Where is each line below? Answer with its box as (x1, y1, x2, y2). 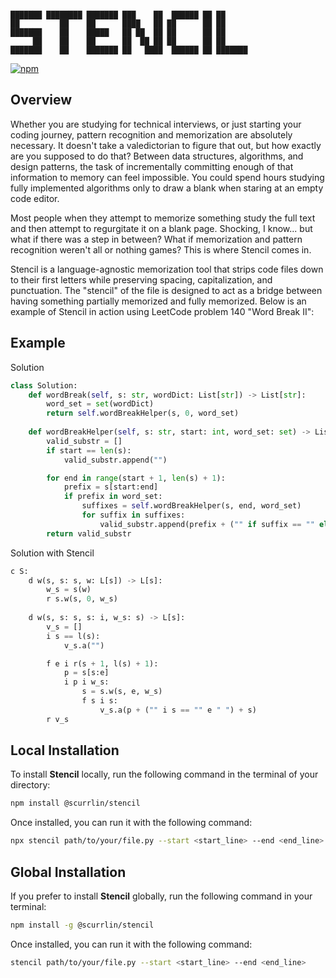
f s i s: (81, 696, 118, 706)
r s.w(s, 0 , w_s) (46, 594, 118, 604)
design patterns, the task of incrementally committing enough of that (10, 160, 294, 172)
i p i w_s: (63, 677, 110, 687)
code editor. (10, 192, 60, 204)
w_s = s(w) (46, 585, 92, 595)
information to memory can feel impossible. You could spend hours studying (10, 171, 325, 183)
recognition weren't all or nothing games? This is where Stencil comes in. (10, 243, 312, 256)
